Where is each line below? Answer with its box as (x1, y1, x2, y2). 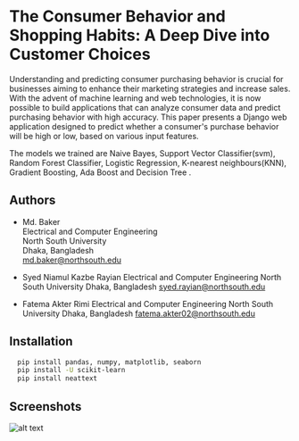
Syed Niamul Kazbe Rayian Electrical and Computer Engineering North (21, 271, 282, 282)
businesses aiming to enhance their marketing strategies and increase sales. (9, 83, 291, 94)
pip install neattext (17, 374, 98, 383)
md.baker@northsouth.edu (21, 254, 122, 265)
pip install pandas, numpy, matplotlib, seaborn (17, 357, 202, 367)
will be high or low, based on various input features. (9, 130, 199, 141)
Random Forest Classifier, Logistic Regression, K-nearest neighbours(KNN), (9, 157, 287, 168)
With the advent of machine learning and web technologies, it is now (9, 92, 262, 104)
